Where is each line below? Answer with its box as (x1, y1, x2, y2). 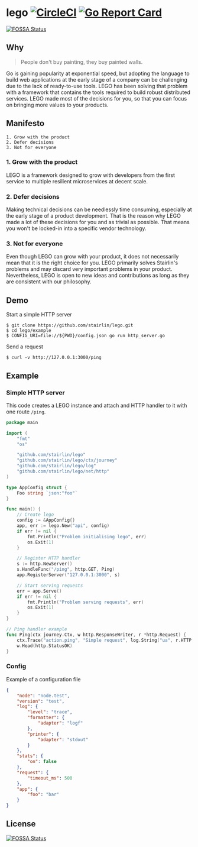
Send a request (6, 343, 43, 350)
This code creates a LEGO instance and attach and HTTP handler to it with (6, 402, 187, 409)
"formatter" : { (27, 715, 65, 721)
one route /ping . (6, 408, 46, 415)
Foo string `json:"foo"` (17, 490, 78, 496)
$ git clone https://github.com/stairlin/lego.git (6, 322, 134, 328)
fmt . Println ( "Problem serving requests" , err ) (27, 599, 144, 605)
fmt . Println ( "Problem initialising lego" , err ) (27, 534, 147, 539)
